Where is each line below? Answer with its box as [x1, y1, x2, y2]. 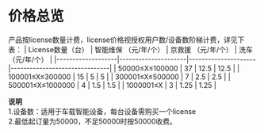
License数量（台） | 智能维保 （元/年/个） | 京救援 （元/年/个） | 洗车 [28, 44, 254, 54]
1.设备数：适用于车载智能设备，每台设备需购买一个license [8, 106, 197, 116]
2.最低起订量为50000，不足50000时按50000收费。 [8, 116, 177, 126]
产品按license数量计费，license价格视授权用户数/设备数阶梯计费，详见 [8, 35, 238, 44]
